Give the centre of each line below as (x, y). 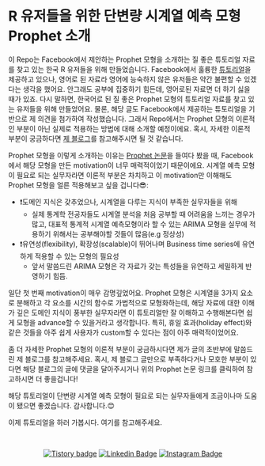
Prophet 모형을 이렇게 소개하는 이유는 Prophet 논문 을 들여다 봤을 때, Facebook (131, 155)
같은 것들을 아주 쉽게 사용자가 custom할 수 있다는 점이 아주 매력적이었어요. (123, 332)
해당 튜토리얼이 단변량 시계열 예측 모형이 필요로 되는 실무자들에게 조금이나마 (125, 396)
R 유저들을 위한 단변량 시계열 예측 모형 (125, 16)
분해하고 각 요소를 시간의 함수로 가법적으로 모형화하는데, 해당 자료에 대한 (128, 302)
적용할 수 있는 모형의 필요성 (77, 256)
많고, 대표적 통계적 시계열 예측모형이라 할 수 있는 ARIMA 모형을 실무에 (139, 224)
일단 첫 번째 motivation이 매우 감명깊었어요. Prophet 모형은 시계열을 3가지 (123, 293)
